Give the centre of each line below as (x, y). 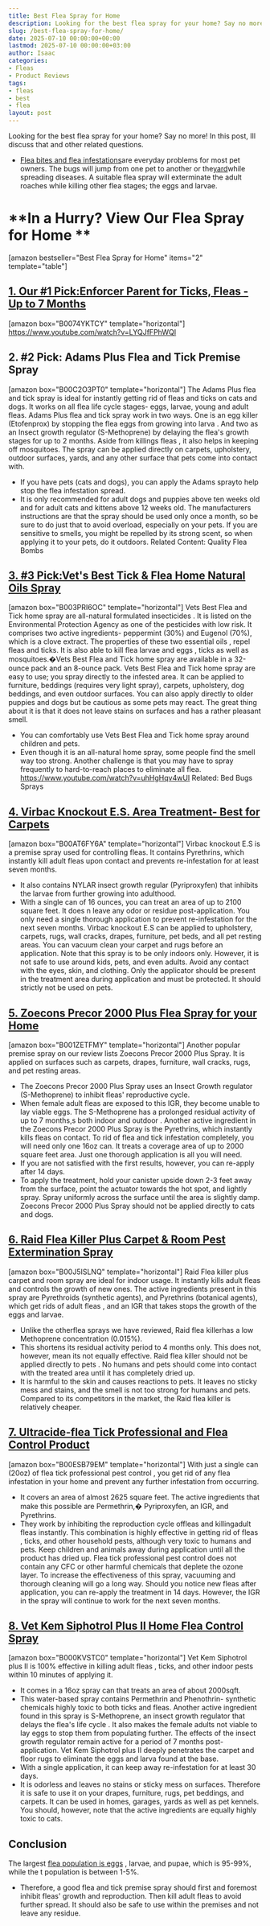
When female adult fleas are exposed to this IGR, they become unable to (140, 1103)
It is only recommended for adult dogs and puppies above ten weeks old (140, 499)
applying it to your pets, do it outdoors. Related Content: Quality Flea (133, 542)
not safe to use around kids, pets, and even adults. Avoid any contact (134, 962)
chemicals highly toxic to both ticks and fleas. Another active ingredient (138, 1708)
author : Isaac (32, 53)
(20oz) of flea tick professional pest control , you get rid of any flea (119, 1473)
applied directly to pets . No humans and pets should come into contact (138, 1364)
